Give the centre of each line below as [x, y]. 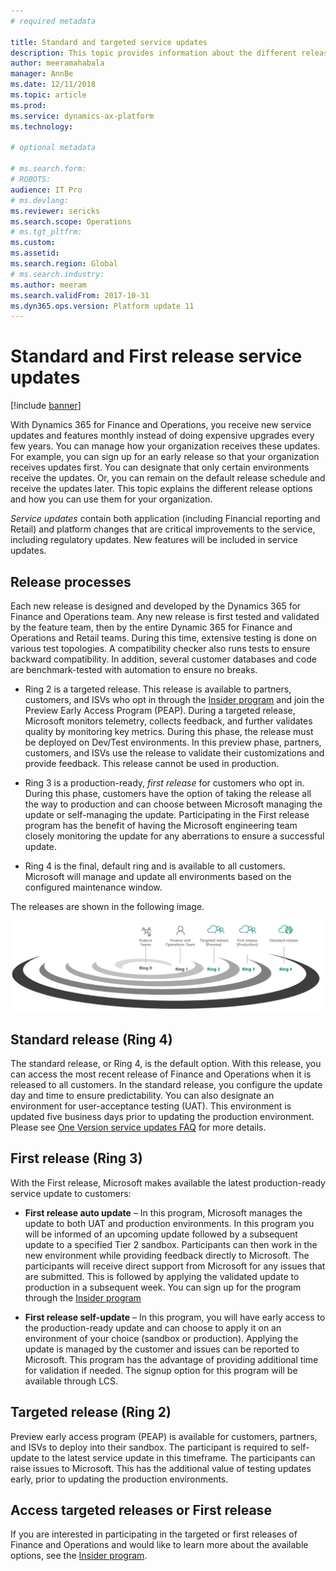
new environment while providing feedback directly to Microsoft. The [167, 1255]
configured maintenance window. [93, 887]
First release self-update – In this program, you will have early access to [175, 1317]
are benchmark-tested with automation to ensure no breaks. [134, 669]
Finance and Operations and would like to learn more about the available [159, 1545]
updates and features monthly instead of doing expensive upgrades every [162, 436]
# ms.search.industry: [57, 274]
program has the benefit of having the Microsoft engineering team [161, 825]
